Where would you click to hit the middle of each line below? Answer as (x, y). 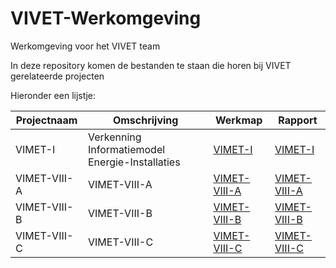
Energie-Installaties (134, 162)
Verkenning (114, 137)
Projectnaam (46, 120)
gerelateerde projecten (57, 76)
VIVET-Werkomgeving (106, 18)
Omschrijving (145, 120)
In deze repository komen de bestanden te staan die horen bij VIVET (151, 65)
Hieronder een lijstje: (53, 95)
